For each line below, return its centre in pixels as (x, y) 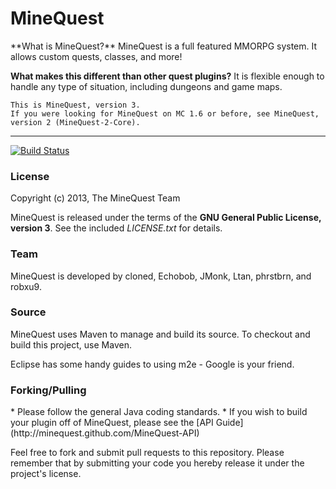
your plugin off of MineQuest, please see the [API (112, 423)
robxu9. (26, 286)
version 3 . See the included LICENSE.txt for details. (116, 228)
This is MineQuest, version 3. (75, 105)
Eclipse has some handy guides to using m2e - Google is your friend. (152, 364)
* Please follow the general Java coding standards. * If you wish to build (159, 412)
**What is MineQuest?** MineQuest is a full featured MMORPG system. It (164, 46)
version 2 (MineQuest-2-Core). (75, 122)
